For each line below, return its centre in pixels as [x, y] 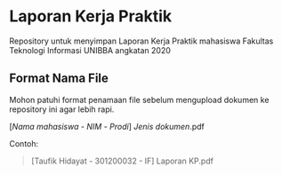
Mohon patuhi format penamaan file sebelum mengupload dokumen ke [139, 99]
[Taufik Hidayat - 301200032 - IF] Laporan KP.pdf [122, 161]
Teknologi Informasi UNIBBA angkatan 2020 [90, 50]
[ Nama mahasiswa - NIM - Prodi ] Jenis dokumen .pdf [107, 126]
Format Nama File [59, 79]
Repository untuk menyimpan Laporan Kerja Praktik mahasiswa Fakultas [141, 41]
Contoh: [24, 143]
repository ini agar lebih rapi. [62, 109]
